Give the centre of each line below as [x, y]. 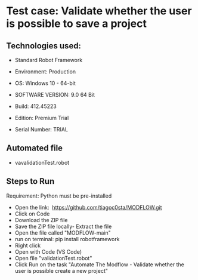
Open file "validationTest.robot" [53, 258]
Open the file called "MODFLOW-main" [63, 233]
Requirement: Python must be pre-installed [59, 196]
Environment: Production [45, 72]
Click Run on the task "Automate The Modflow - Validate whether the [100, 264]
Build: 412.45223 [35, 106]
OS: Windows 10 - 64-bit [45, 83]
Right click [28, 245]
